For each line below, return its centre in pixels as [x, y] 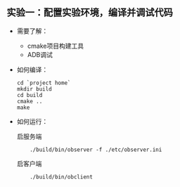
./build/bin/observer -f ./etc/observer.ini [96, 150]
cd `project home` [44, 83]
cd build [30, 95]
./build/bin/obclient [61, 177]
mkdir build [34, 89]
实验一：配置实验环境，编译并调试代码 [90, 13]
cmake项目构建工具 [56, 46]
